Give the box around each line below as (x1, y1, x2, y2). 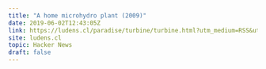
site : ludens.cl (8, 33, 62, 42)
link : (8, 26, 26, 34)
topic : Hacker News (8, 41, 73, 49)
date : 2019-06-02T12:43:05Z (8, 19, 101, 27)
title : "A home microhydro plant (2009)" (8, 11, 147, 20)
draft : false (8, 48, 51, 56)
